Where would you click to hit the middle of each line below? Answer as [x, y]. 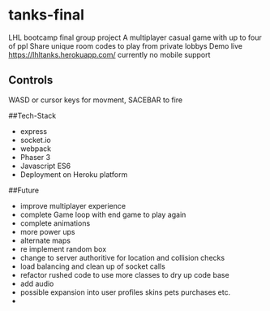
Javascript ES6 [45, 166]
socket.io [35, 140]
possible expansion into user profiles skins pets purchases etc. [125, 292]
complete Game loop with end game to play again [103, 214]
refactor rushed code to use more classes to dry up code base [124, 274]
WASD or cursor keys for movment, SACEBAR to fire [96, 100]
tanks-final [47, 15]
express [33, 131]
